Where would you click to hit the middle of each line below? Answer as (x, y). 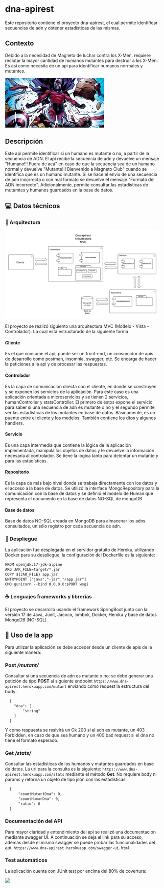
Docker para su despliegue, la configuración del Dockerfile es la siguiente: (80, 555)
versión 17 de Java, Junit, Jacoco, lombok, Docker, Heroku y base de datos (81, 614)
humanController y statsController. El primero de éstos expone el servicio (79, 402)
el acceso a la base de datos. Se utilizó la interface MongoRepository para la (82, 489)
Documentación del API (34, 821)
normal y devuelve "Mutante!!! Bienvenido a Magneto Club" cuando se (76, 169)
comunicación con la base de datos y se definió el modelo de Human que (79, 493)
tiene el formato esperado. (32, 740)
